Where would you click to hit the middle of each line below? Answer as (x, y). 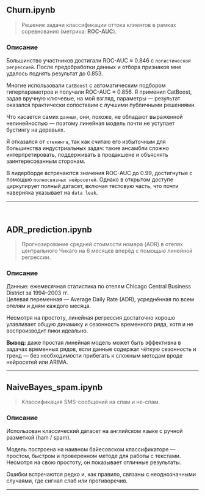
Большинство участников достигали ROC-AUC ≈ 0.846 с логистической (99, 61)
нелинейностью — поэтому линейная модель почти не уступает (91, 123)
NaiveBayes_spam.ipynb (54, 387)
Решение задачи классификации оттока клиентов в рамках (99, 24)
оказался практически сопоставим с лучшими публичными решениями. (101, 105)
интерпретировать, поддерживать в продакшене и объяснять (88, 155)
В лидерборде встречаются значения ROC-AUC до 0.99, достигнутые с (100, 173)
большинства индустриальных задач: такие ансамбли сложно (88, 148)
